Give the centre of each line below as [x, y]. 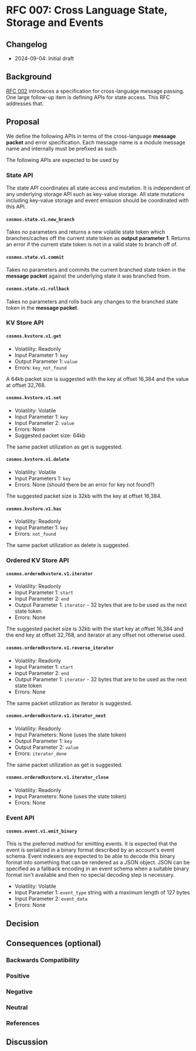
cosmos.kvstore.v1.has [34, 509]
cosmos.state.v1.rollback [38, 289]
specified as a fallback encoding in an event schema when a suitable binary [98, 868]
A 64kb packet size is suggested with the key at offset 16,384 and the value [97, 379]
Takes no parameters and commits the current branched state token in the [96, 270]
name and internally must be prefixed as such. [62, 148]
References [23, 1023]
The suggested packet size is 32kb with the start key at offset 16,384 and [95, 629]
